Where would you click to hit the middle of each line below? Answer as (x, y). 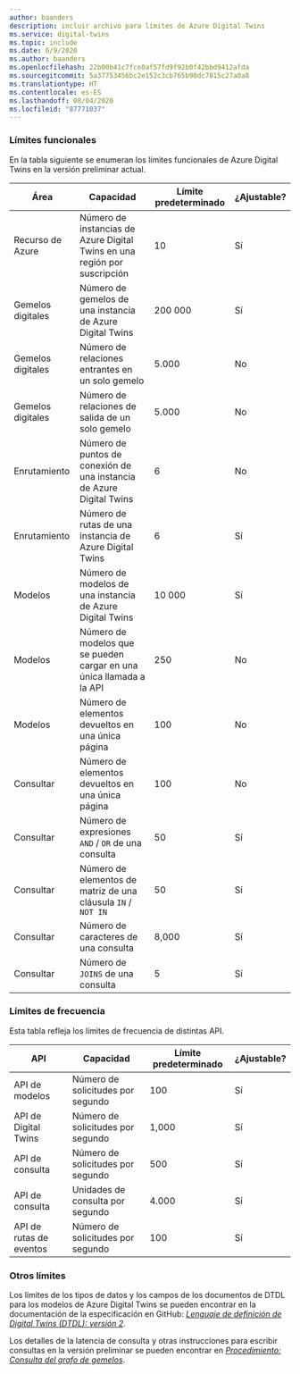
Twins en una (108, 251)
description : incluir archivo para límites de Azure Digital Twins (137, 26)
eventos (30, 1249)
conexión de (106, 465)
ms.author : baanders (48, 59)
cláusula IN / (106, 901)
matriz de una (108, 891)
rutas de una (106, 524)
